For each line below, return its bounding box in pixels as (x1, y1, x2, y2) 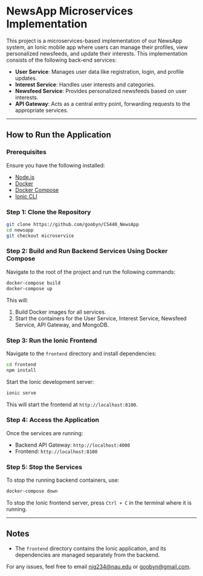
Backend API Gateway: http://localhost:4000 (14, 441, 130, 448)
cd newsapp (6, 227, 34, 233)
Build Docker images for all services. (14, 308, 107, 316)
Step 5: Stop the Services (6, 462, 83, 471)
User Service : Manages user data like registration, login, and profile (14, 68, 184, 75)
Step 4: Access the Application (6, 416, 100, 424)
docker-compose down (6, 488, 59, 494)
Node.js (14, 173, 35, 181)
